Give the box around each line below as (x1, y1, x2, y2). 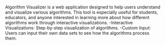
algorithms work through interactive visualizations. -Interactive (5, 20, 133, 25)
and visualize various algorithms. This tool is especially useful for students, (5, 9, 159, 15)
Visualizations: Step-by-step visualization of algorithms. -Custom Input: (5, 25, 151, 31)
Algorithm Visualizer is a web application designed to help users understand (5, 4, 161, 10)
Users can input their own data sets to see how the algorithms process (5, 30, 150, 36)
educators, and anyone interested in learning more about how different (5, 15, 150, 20)
